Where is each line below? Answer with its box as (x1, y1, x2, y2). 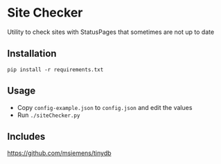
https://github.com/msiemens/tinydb (7, 149, 112, 157)
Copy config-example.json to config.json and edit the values (17, 103, 193, 111)
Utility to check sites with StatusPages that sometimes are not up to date (7, 28, 215, 36)
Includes (7, 130, 46, 143)
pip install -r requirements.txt (7, 66, 104, 73)
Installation (7, 48, 57, 60)
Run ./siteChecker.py (17, 111, 80, 119)
